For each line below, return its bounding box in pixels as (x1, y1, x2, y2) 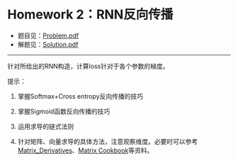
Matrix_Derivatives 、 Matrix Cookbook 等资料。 (17, 146, 154, 155)
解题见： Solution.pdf (17, 40, 79, 48)
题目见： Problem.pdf (17, 31, 79, 40)
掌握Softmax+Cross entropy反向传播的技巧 (17, 91, 144, 100)
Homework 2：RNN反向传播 (7, 6, 174, 23)
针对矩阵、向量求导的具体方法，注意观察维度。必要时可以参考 (17, 137, 198, 145)
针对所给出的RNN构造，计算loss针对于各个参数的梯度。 (7, 62, 169, 70)
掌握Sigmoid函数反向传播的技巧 (17, 107, 110, 116)
